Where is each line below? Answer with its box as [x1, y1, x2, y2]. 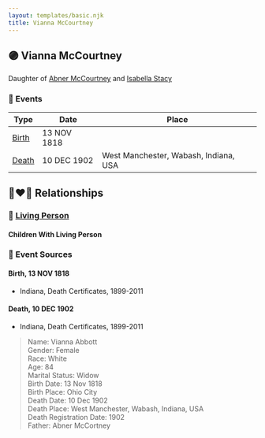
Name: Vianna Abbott [27, 336, 98, 347]
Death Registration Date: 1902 [27, 412, 125, 421]
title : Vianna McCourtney [8, 19, 93, 27]
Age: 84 [27, 362, 54, 371]
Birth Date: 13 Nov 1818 [27, 379, 103, 388]
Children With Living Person [8, 229, 103, 239]
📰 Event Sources [8, 249, 73, 260]
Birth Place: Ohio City [27, 387, 98, 396]
